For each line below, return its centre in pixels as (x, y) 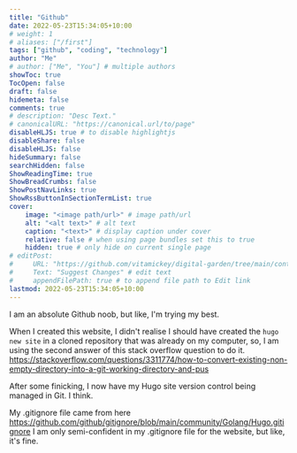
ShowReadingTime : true (51, 173)
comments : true (37, 108)
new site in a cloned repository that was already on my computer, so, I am (144, 341)
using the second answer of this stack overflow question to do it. (127, 349)
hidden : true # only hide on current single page (118, 248)
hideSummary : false (45, 157)
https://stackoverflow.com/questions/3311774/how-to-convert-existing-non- (148, 359)
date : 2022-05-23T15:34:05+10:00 (71, 26)
